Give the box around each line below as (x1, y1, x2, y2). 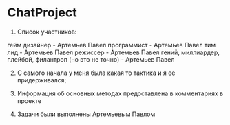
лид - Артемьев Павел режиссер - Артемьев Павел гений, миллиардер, (7, 48, 220, 56)
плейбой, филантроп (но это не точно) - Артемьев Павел (7, 55, 175, 63)
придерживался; (17, 76, 67, 84)
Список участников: (17, 27, 77, 36)
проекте (17, 96, 42, 104)
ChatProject (7, 5, 77, 21)
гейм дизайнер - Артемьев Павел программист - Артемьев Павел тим (7, 41, 216, 49)
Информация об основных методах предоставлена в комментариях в (17, 89, 224, 98)
